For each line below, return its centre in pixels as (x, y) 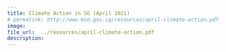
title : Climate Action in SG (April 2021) (68, 13)
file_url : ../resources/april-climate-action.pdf (81, 32)
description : (26, 38)
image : (16, 26)
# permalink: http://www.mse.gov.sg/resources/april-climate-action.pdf (113, 20)
